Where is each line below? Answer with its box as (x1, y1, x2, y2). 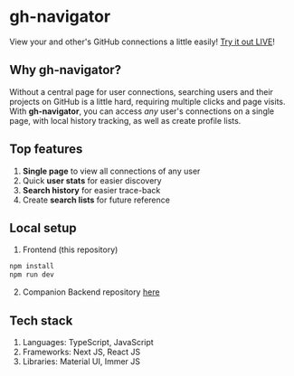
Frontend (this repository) (22, 244, 119, 255)
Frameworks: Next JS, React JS (22, 346, 141, 357)
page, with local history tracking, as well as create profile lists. (9, 115, 242, 126)
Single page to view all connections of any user (22, 165, 201, 176)
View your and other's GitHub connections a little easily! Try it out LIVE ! (9, 36, 276, 47)
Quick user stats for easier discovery (22, 174, 162, 186)
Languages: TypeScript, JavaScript (22, 336, 154, 347)
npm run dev (9, 270, 54, 279)
